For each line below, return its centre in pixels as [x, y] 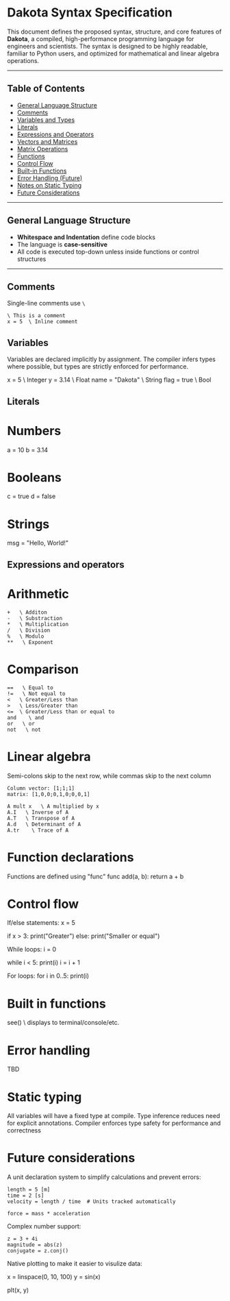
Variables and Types [46, 120]
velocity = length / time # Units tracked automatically [91, 1202]
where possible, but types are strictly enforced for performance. [98, 367]
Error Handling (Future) [50, 178]
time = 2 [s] [26, 1196]
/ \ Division [29, 630]
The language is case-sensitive [62, 244]
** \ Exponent [30, 642]
